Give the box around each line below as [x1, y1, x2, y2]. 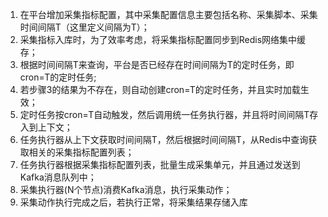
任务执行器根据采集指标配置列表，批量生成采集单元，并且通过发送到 [19, 159, 301, 170]
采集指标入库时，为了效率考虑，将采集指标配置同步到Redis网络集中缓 [19, 34, 307, 45]
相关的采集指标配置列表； [28, 146, 135, 158]
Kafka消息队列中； [19, 171, 97, 183]
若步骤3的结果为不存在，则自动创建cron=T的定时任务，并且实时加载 [19, 84, 301, 95]
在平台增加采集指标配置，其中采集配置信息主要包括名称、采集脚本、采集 [19, 9, 318, 20]
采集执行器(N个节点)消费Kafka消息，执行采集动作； [19, 184, 233, 195]
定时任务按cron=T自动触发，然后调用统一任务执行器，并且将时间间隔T [19, 109, 310, 120]
